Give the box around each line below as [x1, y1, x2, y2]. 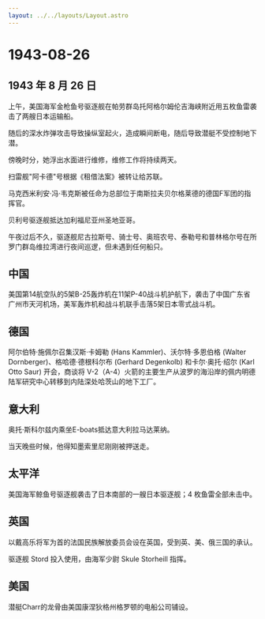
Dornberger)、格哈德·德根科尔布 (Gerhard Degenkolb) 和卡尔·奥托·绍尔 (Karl [8, 357, 255, 367]
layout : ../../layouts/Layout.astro [8, 11, 129, 20]
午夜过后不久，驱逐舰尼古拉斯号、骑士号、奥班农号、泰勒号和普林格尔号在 [8, 232, 250, 241]
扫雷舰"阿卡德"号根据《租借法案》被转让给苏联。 [8, 172, 167, 181]
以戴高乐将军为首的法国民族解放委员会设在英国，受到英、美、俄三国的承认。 [8, 537, 257, 546]
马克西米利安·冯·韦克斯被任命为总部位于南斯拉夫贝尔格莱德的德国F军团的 [8, 188, 244, 198]
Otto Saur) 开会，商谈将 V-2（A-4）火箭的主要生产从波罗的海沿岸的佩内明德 [8, 367, 256, 376]
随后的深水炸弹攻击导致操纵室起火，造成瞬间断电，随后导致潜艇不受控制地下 [8, 128, 257, 138]
